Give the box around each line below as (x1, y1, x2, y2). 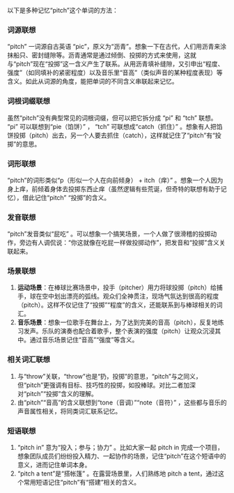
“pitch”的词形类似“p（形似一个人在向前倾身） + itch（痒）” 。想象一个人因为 (7, 176, 224, 184)
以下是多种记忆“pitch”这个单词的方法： (7, 6, 118, 14)
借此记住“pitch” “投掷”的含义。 (22, 193, 111, 202)
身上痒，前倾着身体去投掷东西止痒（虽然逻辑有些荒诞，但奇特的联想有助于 (7, 184, 221, 193)
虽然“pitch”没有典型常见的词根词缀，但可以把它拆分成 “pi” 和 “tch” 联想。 (7, 114, 217, 122)
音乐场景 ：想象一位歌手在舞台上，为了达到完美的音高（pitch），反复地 (17, 318, 218, 326)
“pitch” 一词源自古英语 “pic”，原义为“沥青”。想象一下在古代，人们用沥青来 (7, 43, 221, 51)
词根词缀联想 (7, 96, 51, 106)
